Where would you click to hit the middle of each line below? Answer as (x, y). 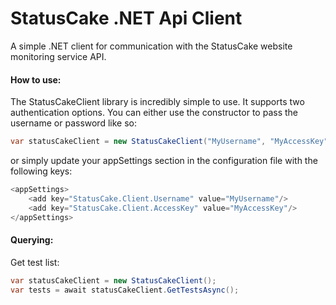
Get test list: (35, 262)
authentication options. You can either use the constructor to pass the (154, 113)
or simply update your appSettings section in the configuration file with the (164, 161)
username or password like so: (73, 123)
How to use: (36, 79)
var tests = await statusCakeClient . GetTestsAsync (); (125, 290)
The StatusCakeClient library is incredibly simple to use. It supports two (157, 102)
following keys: (41, 171)
